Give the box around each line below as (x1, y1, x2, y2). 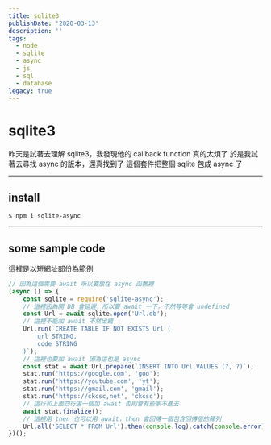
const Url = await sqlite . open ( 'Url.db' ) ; (23, 310, 168, 318)
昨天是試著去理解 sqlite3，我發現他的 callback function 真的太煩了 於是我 (8, 149, 252, 159)
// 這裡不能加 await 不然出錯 (23, 318, 114, 326)
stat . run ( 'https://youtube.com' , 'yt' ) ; (23, 377, 161, 385)
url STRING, (37, 332, 78, 341)
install (8, 190, 40, 204)
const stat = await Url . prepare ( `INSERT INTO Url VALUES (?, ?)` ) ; (23, 362, 254, 371)
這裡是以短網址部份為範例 (8, 264, 94, 273)
